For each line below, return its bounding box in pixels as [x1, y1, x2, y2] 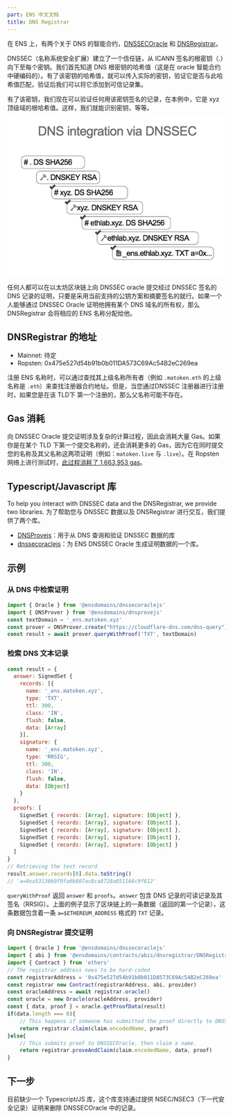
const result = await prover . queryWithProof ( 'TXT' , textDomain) [7, 631, 197, 638]
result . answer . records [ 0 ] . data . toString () [7, 870, 132, 877]
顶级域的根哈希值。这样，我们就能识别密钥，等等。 [7, 103, 153, 112]
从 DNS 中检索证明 [7, 585, 69, 594]
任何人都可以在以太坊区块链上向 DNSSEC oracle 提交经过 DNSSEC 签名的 [7, 283, 217, 291]
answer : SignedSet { [13, 673, 73, 680]
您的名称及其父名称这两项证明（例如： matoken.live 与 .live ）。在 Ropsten [7, 449, 220, 458]
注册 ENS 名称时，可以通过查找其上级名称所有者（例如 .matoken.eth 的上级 [7, 373, 222, 381]
